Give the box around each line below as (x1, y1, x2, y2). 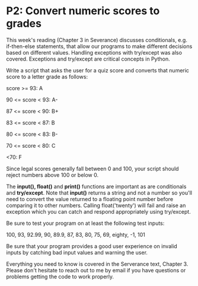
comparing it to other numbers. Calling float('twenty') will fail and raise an (6, 202, 186, 209)
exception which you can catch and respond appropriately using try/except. (6, 208, 191, 215)
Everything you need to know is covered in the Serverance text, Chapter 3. (6, 260, 189, 268)
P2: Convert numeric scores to (6, 4, 160, 18)
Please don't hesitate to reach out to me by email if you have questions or (6, 266, 186, 274)
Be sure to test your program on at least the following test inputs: (6, 220, 165, 227)
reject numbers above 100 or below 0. (6, 171, 99, 179)
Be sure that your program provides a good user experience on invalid (6, 242, 178, 250)
